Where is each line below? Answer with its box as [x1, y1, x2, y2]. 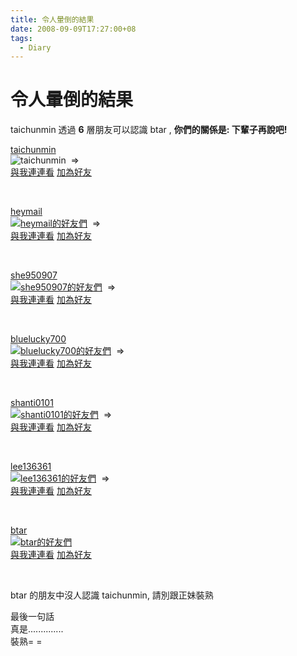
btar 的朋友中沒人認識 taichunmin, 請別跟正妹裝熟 [10, 589, 214, 601]
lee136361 [10, 461, 52, 473]
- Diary [19, 42, 52, 53]
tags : [10, 33, 33, 43]
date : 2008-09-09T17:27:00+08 [10, 24, 137, 34]
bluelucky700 [10, 333, 67, 345]
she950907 [10, 269, 58, 281]
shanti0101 [10, 397, 54, 409]
